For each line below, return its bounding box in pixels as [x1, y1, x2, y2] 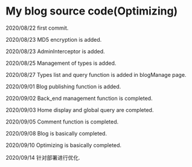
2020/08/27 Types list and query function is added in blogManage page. [5, 71, 187, 78]
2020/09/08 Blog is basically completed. [5, 129, 107, 137]
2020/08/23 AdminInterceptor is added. [5, 47, 105, 55]
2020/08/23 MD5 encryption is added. [5, 36, 102, 43]
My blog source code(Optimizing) [5, 4, 178, 18]
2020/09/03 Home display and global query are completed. [5, 106, 154, 113]
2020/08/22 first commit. [5, 24, 69, 31]
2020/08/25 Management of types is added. [5, 59, 117, 67]
